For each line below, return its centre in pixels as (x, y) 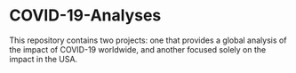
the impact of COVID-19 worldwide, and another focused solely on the (138, 49)
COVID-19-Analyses (85, 16)
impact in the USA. (44, 59)
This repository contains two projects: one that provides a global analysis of (148, 40)
